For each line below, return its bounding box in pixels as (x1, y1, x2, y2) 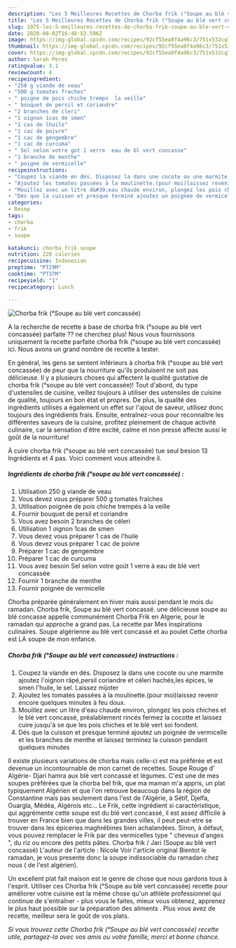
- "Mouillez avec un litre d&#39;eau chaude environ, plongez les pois (8, 186, 221, 193)
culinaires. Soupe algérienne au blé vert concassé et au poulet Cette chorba (8, 628, 228, 636)
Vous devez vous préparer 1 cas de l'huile (18, 532, 139, 540)
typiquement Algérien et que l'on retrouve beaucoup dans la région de (8, 786, 211, 795)
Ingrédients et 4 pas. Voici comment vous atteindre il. (8, 453, 162, 462)
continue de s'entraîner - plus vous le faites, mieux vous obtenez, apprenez (8, 897, 226, 905)
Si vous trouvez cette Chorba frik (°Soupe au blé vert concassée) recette (8, 926, 219, 934)
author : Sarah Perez (8, 56, 69, 63)
